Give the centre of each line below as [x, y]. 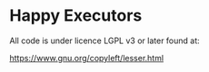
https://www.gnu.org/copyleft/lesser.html [87, 58]
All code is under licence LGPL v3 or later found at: [104, 40]
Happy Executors [76, 16]
